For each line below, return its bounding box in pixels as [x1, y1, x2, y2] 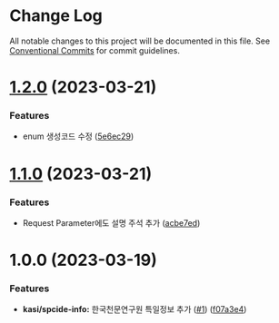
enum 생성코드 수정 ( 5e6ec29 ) [22, 131, 135, 142]
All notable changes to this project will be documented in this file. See [9, 35, 271, 46]
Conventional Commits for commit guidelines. [9, 44, 180, 55]
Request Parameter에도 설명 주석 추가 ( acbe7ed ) [22, 217, 201, 228]
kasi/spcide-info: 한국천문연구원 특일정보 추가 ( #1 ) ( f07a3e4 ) [22, 304, 247, 315]
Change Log [9, 5, 103, 26]
